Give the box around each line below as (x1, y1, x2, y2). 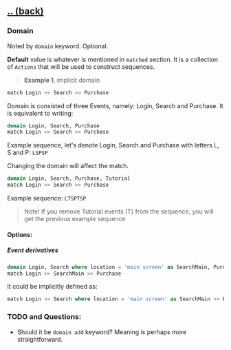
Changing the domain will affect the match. (7, 162, 129, 170)
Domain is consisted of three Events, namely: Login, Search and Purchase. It (7, 101, 223, 110)
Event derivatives (7, 246, 58, 254)
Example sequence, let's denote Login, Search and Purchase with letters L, (7, 141, 220, 150)
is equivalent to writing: (7, 109, 74, 117)
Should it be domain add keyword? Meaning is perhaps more (16, 327, 187, 336)
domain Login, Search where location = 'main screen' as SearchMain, (7, 263, 211, 271)
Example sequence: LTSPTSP (7, 194, 87, 203)
